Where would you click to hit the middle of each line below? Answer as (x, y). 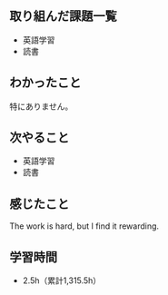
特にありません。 (41, 106)
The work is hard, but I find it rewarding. (84, 226)
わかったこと (45, 83)
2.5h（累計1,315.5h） (62, 280)
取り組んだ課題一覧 (63, 16)
